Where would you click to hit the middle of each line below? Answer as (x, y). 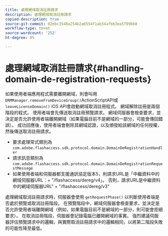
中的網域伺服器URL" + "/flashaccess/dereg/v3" (61, 186)
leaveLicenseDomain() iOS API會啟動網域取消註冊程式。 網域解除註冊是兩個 (82, 106)
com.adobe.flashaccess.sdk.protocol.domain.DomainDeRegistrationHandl (87, 148)
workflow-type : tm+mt (28, 28)
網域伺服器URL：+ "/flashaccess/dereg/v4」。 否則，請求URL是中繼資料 (86, 180)
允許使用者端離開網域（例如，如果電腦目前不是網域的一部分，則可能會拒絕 (86, 209)
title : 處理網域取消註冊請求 (32, 10)
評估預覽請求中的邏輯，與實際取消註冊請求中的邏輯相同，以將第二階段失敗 (86, 222)
